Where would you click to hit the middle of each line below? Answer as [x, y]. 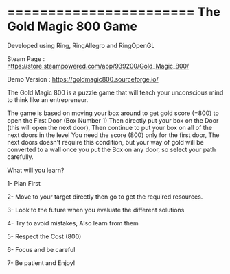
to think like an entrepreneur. [48, 99]
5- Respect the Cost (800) [44, 236]
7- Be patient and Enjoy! [41, 263]
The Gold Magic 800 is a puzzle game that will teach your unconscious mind [115, 92]
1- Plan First [24, 183]
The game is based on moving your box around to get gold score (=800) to [113, 113]
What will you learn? [36, 170]
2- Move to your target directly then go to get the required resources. [105, 197]
